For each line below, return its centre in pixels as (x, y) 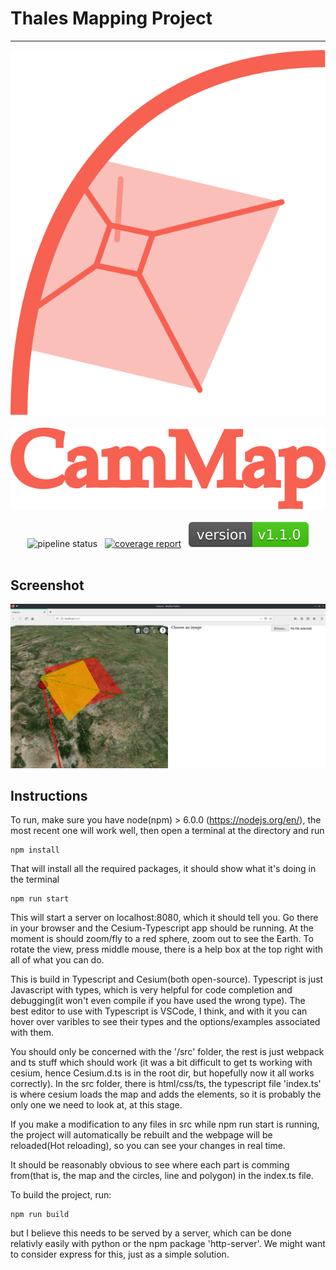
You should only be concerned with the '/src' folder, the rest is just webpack (167, 1052)
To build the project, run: (61, 1195)
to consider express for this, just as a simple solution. (120, 1254)
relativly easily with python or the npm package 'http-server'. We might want (168, 1244)
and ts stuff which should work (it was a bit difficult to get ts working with (161, 1063)
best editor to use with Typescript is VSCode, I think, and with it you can (159, 1011)
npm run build (40, 1215)
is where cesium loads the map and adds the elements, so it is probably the (166, 1094)
